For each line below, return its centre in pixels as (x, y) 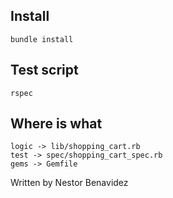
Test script (44, 70)
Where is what (56, 124)
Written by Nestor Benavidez (69, 183)
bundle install (42, 39)
